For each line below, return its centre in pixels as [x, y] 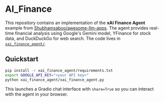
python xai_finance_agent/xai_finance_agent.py [55, 80]
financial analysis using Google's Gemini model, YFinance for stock [83, 33]
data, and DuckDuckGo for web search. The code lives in [63, 38]
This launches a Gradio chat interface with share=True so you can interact [79, 89]
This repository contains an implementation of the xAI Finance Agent [75, 23]
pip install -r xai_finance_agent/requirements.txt [59, 70]
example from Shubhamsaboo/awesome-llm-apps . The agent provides [77, 28]
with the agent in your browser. [37, 94]
